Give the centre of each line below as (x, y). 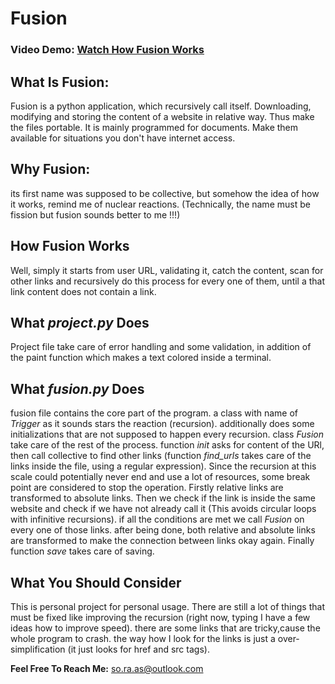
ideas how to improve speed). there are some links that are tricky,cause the (165, 628)
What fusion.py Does (77, 388)
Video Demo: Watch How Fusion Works (107, 50)
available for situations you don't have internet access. (123, 138)
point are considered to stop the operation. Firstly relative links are (147, 488)
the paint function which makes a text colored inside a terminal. (141, 358)
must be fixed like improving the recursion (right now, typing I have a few (160, 617)
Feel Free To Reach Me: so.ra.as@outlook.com (107, 668)
